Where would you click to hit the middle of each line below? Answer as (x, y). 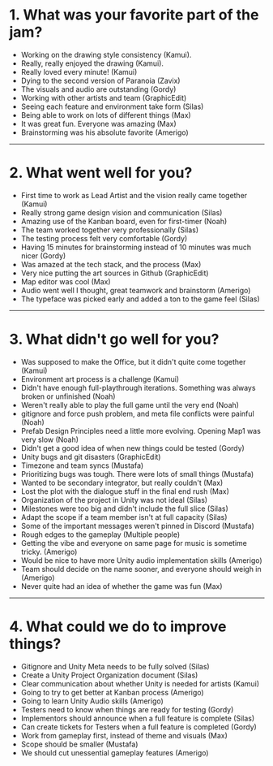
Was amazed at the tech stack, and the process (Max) (111, 264)
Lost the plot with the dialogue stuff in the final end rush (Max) (125, 491)
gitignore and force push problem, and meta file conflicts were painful (137, 413)
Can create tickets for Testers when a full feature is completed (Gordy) (139, 727)
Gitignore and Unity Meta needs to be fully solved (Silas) (115, 666)
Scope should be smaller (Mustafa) (79, 744)
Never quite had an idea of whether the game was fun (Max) (122, 586)
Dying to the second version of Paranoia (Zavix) (100, 80)
